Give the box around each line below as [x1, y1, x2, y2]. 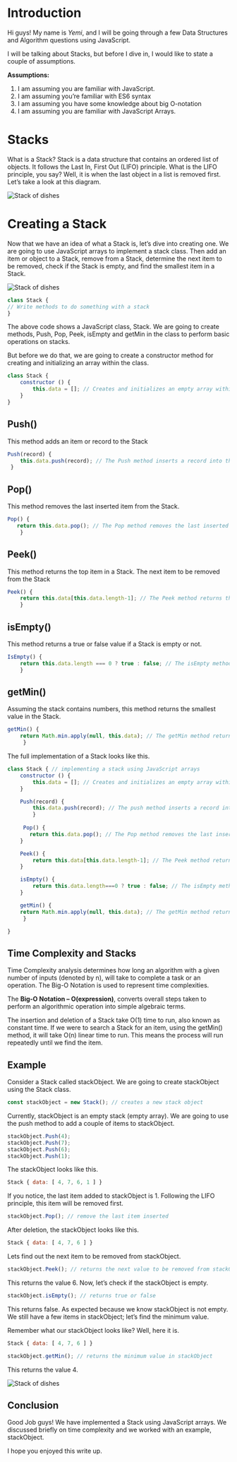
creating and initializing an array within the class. [7, 359, 150, 367]
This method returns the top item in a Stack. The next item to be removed [7, 567, 220, 576]
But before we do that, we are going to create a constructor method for [7, 351, 214, 359]
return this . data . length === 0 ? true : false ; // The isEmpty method [20, 660, 232, 667]
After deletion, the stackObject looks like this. [7, 1225, 140, 1234]
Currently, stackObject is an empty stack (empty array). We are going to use [7, 1111, 229, 1120]
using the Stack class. [7, 1086, 71, 1093]
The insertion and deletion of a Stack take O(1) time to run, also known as [7, 1016, 221, 1025]
